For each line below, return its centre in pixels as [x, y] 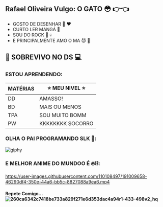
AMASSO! [51, 98]
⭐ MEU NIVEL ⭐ [66, 88]
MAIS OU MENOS [60, 107]
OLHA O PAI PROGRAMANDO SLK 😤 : [51, 139]
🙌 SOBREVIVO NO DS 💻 [44, 57]
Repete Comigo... [24, 193]
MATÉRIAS [21, 89]
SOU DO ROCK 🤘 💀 [32, 35]
